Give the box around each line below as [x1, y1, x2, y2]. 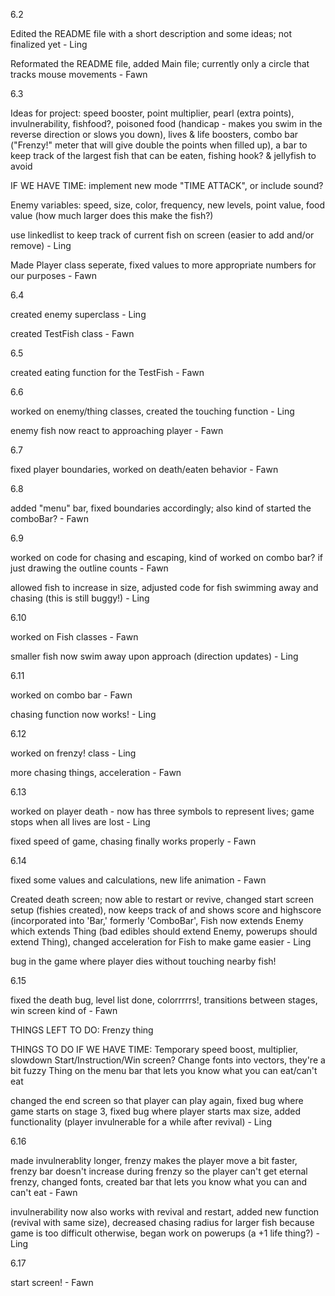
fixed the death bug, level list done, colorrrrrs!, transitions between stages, [10, 994, 318, 1006]
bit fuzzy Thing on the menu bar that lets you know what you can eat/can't [10, 1065, 318, 1076]
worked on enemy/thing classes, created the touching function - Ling [10, 405, 295, 417]
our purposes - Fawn [10, 270, 97, 281]
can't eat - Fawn [10, 1187, 78, 1198]
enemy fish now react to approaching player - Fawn [10, 425, 224, 436]
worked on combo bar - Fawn [10, 689, 133, 701]
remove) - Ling [10, 240, 72, 251]
